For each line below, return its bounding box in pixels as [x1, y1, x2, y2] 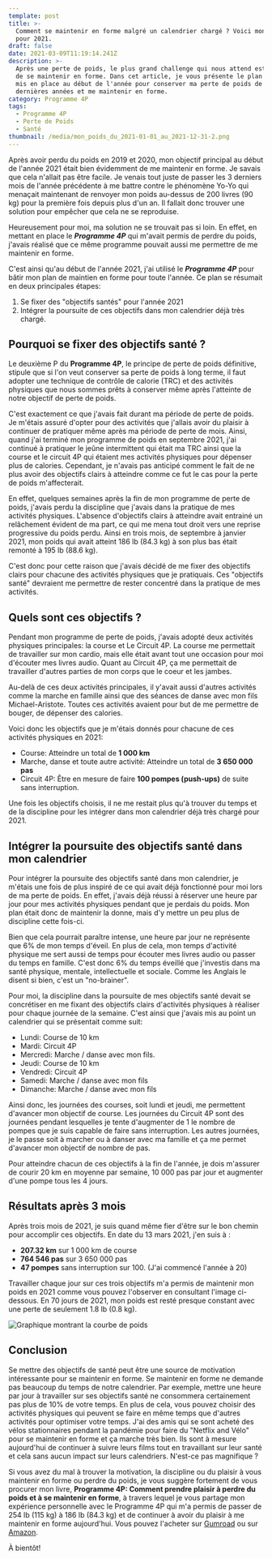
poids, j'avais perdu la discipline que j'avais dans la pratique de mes [8, 502, 236, 512]
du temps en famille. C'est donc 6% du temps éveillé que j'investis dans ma [8, 958, 261, 968]
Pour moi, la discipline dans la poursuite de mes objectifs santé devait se [8, 991, 251, 1001]
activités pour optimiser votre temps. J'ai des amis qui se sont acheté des [8, 1416, 254, 1426]
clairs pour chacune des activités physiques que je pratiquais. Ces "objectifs [8, 569, 264, 580]
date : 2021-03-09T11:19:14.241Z [8, 49, 117, 58]
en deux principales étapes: [8, 281, 101, 290]
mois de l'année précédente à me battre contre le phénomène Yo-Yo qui [8, 180, 249, 191]
